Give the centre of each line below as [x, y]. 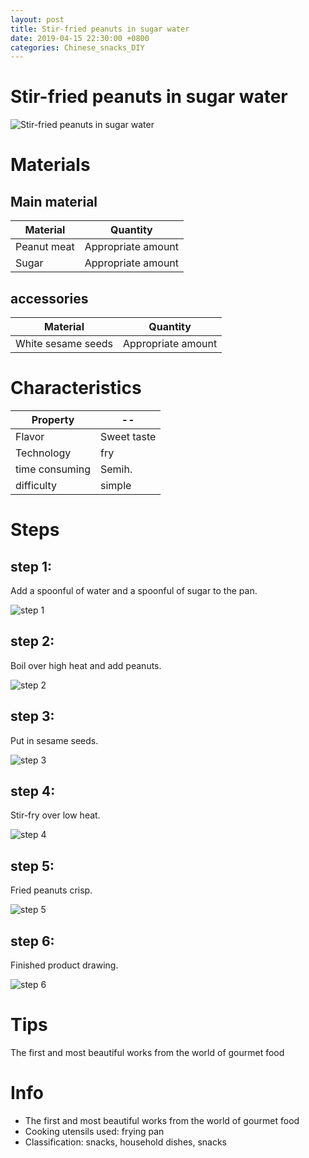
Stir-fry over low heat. [55, 815]
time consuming [53, 469]
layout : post [37, 19]
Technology [43, 453]
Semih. [116, 469]
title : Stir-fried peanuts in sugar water [100, 29]
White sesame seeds [64, 343]
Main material [54, 201]
